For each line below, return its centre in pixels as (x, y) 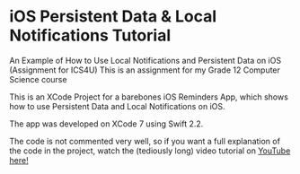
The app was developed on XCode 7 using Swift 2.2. (106, 124)
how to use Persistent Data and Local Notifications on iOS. (118, 106)
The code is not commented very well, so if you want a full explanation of (145, 141)
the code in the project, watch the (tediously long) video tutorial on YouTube (150, 151)
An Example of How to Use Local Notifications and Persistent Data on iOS (145, 60)
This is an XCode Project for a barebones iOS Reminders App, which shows (149, 97)
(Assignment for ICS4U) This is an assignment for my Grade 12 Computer (145, 70)
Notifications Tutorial (90, 35)
